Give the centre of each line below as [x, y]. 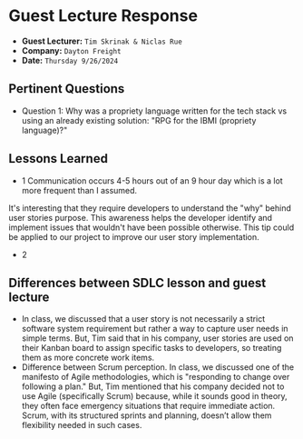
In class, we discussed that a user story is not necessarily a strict [143, 319]
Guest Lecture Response [103, 16]
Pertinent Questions [67, 89]
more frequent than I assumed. [79, 190]
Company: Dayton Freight [71, 50]
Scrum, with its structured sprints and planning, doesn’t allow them [147, 415]
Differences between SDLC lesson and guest [137, 283]
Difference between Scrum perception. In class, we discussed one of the [158, 367]
